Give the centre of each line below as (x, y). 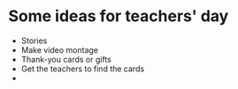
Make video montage (60, 49)
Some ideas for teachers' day (119, 16)
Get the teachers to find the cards (83, 69)
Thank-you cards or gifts (66, 59)
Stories (34, 41)
